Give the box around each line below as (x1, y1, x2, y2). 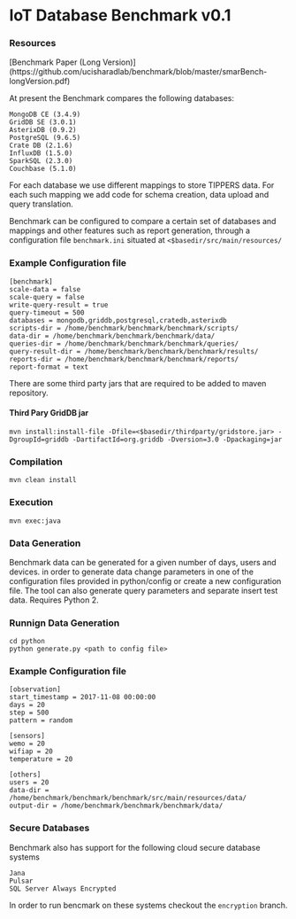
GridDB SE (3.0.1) (9, 118, 77, 127)
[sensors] (9, 732, 46, 741)
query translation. (9, 199, 73, 209)
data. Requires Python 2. (9, 595, 99, 605)
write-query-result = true (9, 300, 109, 309)
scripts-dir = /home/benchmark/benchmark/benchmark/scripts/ (9, 323, 239, 332)
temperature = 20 (9, 755, 73, 764)
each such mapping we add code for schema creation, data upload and (9, 190, 269, 200)
